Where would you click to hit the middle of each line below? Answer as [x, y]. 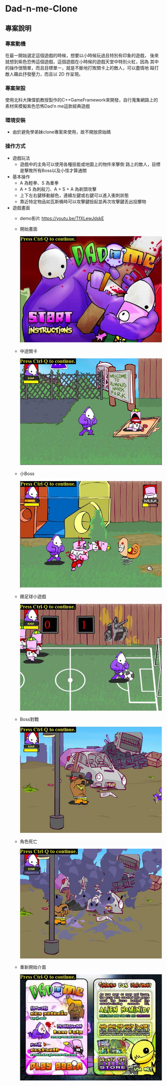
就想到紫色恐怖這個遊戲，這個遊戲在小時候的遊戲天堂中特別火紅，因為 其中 [82, 61]
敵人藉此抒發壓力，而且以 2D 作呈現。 [44, 74]
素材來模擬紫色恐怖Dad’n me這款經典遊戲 [48, 106]
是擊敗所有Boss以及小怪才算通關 [53, 170]
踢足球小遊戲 [33, 596]
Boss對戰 [29, 719]
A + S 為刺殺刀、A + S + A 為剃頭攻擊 [58, 189]
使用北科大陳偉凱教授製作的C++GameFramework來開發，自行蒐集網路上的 [82, 100]
